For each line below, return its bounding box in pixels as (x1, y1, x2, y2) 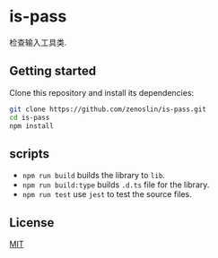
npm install (9, 121, 54, 131)
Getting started (9, 64, 97, 79)
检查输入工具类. (9, 37, 67, 47)
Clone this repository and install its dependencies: (9, 87, 195, 98)
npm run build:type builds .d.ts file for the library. (22, 179, 210, 190)
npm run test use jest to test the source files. (22, 189, 192, 200)
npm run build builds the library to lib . (22, 170, 166, 181)
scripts (9, 146, 49, 161)
